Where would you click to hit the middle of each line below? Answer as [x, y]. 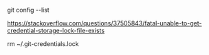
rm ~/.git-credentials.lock [43, 44]
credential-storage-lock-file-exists [56, 31]
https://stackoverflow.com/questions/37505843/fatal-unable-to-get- [104, 23]
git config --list [28, 10]
